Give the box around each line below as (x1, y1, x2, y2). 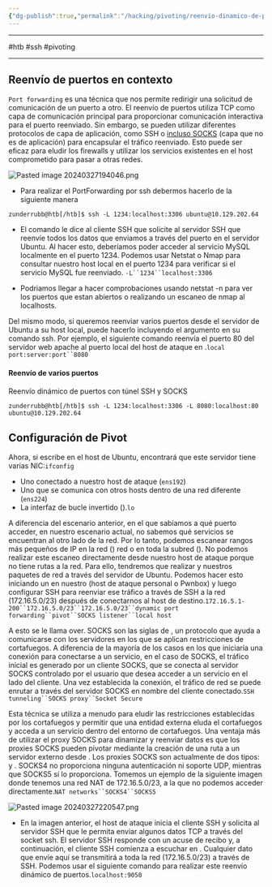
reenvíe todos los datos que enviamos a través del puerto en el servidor (19, 233, 260, 243)
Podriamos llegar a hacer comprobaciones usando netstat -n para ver (19, 283, 253, 293)
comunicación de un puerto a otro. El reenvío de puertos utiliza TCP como (8, 103, 255, 113)
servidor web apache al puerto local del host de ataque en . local (8, 342, 225, 352)
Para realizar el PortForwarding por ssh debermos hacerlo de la (19, 186, 232, 196)
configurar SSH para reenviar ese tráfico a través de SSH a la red (8, 588, 226, 597)
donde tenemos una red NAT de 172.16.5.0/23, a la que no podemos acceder (8, 778, 263, 788)
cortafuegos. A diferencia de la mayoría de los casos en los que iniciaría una (8, 643, 263, 653)
